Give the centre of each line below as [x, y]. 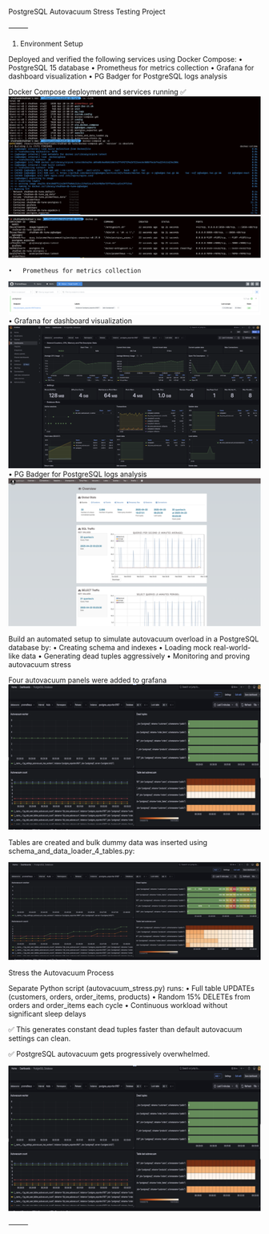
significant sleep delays [47, 1014]
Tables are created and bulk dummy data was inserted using [108, 842]
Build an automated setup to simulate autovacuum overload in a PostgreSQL [134, 639]
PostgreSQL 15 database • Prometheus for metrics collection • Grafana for [131, 68]
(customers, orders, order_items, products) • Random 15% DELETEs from [129, 997]
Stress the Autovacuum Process [61, 973]
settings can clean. [40, 1038]
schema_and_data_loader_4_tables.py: [72, 851]
